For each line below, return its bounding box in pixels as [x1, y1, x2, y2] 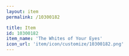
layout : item [6, 8, 39, 15]
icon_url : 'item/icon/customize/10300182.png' [6, 41, 124, 47]
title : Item [6, 25, 36, 31]
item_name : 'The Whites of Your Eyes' [6, 36, 103, 42]
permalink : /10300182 [6, 14, 60, 20]
